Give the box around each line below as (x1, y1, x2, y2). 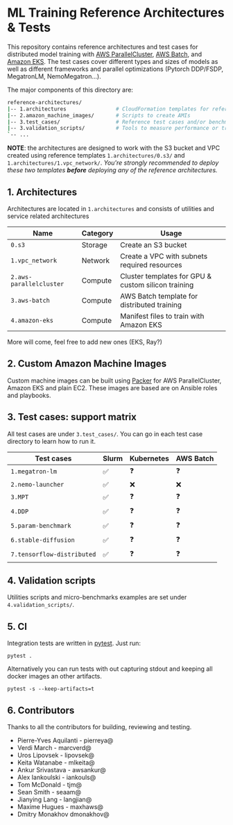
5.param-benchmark (10, 522, 71, 530)
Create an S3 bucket (120, 240, 187, 249)
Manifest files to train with (120, 311, 205, 321)
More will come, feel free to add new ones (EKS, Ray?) (7, 338, 163, 346)
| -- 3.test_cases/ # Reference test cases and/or (7, 118, 207, 126)
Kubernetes (129, 453, 170, 463)
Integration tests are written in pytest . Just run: (7, 639, 141, 647)
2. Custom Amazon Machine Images (7, 358, 167, 369)
